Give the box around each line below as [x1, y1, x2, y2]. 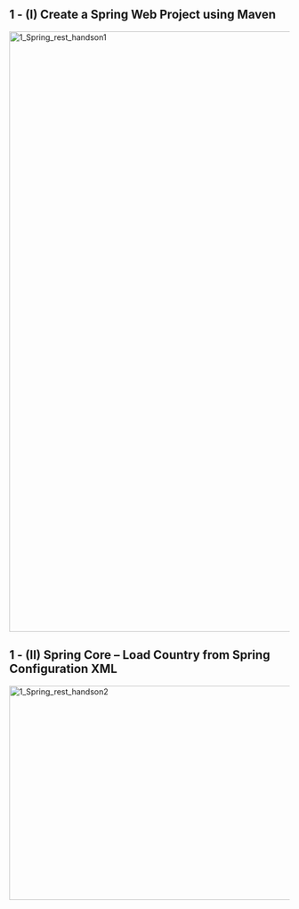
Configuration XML [9, 661, 117, 677]
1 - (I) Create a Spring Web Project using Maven [9, 7, 277, 22]
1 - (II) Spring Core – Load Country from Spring [9, 647, 271, 662]
